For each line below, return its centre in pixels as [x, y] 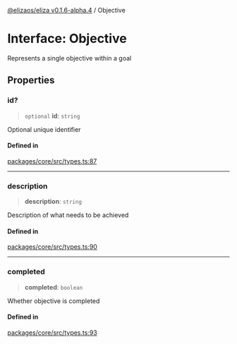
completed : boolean [54, 287]
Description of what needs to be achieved [68, 215]
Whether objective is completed [54, 301]
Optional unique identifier [44, 129]
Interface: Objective [67, 39]
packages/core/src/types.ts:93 [52, 332]
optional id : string [52, 116]
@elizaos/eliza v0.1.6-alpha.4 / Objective [66, 10]
